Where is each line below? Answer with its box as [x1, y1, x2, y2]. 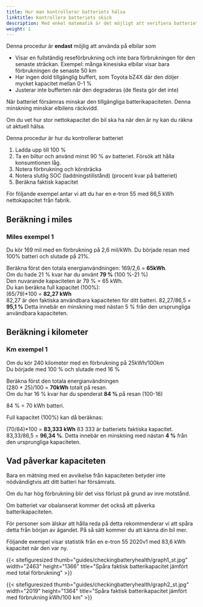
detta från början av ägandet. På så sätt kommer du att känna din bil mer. [6, 526, 188, 534]
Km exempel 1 [6, 345, 48, 354]
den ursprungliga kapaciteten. [6, 438, 82, 446]
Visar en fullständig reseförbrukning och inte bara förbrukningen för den [14, 54, 195, 61]
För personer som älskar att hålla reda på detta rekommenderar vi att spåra [6, 520, 193, 528]
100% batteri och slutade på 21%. [6, 252, 90, 260]
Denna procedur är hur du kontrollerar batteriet [6, 135, 124, 142]
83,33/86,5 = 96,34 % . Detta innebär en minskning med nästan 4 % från [6, 432, 188, 439]
